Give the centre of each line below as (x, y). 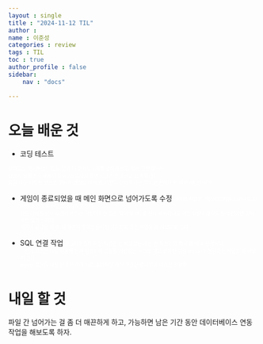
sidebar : (23, 75)
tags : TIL (26, 52)
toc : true (26, 60)
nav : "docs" (44, 82)
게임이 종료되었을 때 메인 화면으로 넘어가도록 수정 (96, 198)
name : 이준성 (29, 38)
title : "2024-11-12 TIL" (51, 23)
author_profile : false (48, 67)
